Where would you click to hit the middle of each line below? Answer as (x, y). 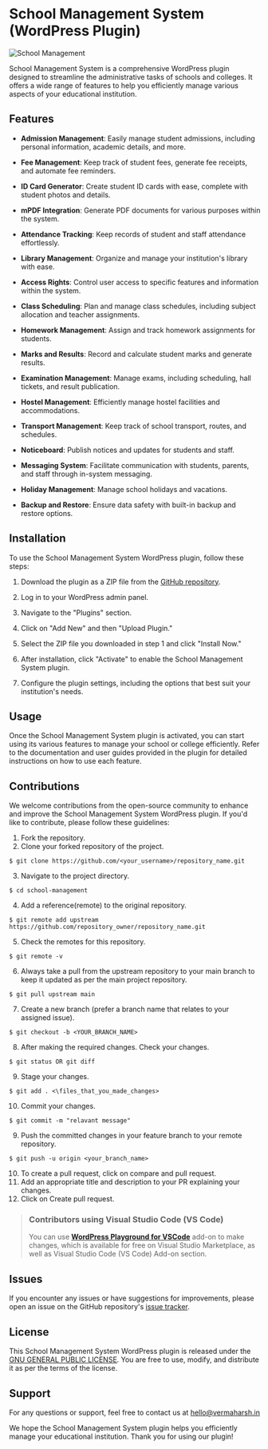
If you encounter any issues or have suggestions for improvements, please (132, 1298)
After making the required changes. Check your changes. (115, 1047)
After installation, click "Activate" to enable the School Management (132, 659)
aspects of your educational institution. (73, 93)
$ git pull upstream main (52, 994)
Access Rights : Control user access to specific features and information (139, 282)
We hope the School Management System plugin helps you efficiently (123, 1427)
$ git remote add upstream (54, 920)
